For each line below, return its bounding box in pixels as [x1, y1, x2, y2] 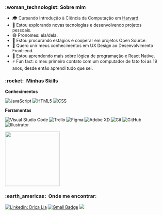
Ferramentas [5, 107, 32, 113]
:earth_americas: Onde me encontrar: [5, 193, 97, 200]
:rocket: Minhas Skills [5, 77, 58, 84]
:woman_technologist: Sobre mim [5, 4, 86, 11]
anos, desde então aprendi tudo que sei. [12, 65, 93, 71]
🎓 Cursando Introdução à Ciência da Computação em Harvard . [12, 15, 140, 21]
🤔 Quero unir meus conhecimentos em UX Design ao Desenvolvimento [12, 43, 154, 48]
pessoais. [12, 27, 32, 33]
